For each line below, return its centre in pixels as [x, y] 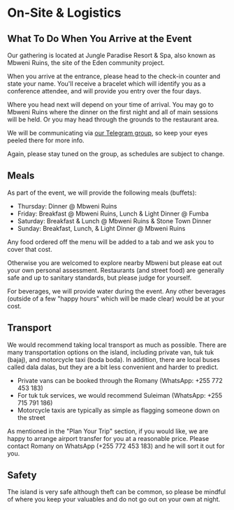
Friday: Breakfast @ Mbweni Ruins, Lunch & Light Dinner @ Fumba [113, 213]
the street [31, 417]
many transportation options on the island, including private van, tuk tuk [111, 352]
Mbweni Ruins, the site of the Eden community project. [86, 63]
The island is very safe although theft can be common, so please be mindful [116, 492]
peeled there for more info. [46, 140]
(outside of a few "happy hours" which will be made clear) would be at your [116, 299]
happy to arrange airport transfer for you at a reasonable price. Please [108, 438]
